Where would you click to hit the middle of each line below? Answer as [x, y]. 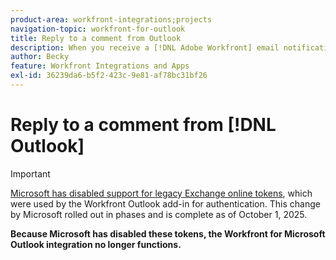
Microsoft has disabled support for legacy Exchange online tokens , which [161, 193]
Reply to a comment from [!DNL [143, 125]
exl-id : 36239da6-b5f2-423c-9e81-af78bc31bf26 [109, 76]
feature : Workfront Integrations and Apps [100, 66]
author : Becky [40, 57]
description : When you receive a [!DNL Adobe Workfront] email [145, 47]
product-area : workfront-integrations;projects [111, 19]
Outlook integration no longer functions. [96, 244]
